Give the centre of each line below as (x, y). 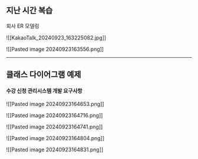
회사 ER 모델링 (23, 26)
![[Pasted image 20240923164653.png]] (55, 104)
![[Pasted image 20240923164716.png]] (55, 115)
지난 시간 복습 (29, 11)
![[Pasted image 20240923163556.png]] (55, 49)
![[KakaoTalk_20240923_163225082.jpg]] (56, 38)
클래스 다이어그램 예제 (44, 74)
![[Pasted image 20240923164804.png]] (55, 138)
